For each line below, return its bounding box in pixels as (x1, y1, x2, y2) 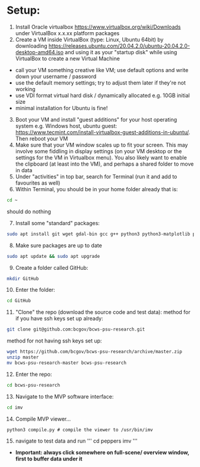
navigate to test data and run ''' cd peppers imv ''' (15, 437, 138, 444)
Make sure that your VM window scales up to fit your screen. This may (15, 141, 188, 148)
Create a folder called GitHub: (15, 264, 88, 271)
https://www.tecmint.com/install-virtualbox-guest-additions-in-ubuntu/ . (15, 129, 191, 136)
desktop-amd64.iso (15, 48, 64, 55)
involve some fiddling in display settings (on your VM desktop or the (15, 147, 182, 155)
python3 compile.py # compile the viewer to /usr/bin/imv (7, 426, 153, 432)
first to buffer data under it (15, 455, 82, 462)
